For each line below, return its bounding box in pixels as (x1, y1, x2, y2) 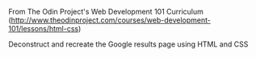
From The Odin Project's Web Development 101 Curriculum (8, 7, 204, 16)
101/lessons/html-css (8, 24, 79, 33)
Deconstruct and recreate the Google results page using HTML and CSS (8, 39, 249, 49)
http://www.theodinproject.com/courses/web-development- (10, 15, 212, 25)
